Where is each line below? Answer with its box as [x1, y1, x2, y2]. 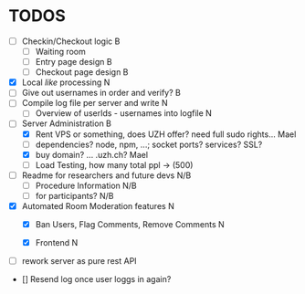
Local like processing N [21, 77, 110, 88]
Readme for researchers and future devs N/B [21, 170, 192, 181]
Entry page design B [35, 57, 112, 68]
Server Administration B [21, 118, 111, 129]
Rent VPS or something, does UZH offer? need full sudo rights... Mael [35, 129, 297, 140]
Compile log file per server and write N [21, 98, 168, 109]
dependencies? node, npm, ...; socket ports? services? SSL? [35, 139, 263, 150]
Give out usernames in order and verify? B [21, 88, 182, 99]
